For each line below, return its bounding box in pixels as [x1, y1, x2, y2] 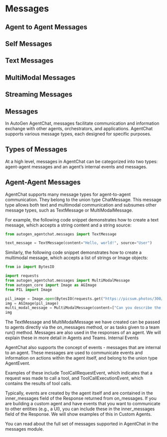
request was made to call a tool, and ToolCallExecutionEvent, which [5, 375, 144, 381]
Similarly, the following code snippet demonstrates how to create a [5, 249, 142, 256]
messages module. [5, 426, 44, 432]
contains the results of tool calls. [5, 380, 72, 386]
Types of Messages [5, 145, 68, 154]
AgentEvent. [5, 361, 31, 366]
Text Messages [5, 57, 54, 65]
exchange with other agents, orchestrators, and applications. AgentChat [5, 125, 153, 132]
